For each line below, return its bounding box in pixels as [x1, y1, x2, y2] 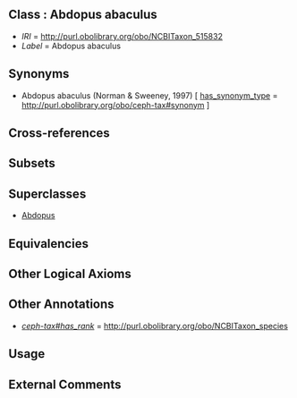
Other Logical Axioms [8, 267, 132, 281]
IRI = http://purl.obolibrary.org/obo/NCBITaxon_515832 [21, 30, 223, 41]
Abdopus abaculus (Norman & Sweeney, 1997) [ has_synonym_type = [21, 89, 278, 101]
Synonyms [8, 66, 70, 81]
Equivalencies [8, 236, 89, 251]
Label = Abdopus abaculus [21, 40, 122, 51]
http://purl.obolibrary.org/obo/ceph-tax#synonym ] [21, 99, 210, 110]
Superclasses [8, 186, 87, 201]
